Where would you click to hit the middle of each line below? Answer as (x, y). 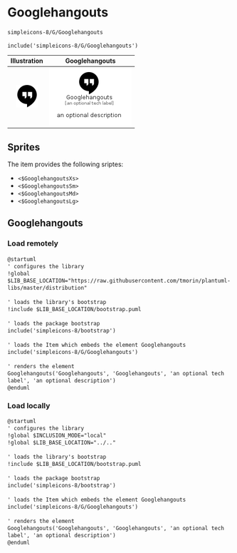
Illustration (27, 61)
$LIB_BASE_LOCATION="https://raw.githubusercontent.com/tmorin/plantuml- (119, 280)
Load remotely (33, 243)
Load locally (29, 405)
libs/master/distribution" (47, 288)
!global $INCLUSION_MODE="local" (57, 435)
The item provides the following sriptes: (65, 164)
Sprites (24, 147)
